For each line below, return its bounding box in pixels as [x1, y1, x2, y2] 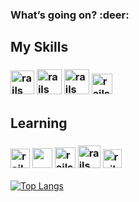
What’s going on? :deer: [10, 8, 130, 22]
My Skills [10, 39, 69, 56]
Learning [10, 114, 68, 132]
